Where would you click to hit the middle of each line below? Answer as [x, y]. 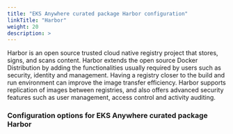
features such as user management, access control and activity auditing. [111, 98]
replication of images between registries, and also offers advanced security [115, 90]
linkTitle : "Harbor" [37, 20]
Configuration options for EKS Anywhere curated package [108, 116]
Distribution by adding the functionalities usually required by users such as [114, 68]
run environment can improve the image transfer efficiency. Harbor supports [116, 83]
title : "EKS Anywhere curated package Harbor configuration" [98, 14]
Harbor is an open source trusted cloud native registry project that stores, [113, 53]
